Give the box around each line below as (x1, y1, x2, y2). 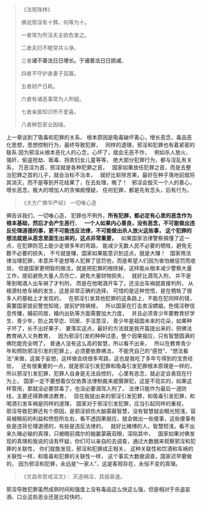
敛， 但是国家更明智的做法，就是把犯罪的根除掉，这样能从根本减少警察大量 (6, 265, 192, 271)
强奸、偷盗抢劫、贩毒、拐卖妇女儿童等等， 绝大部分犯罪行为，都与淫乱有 (6, 156, 187, 163)
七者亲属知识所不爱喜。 (20, 108, 79, 115)
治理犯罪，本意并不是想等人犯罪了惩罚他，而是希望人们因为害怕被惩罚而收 (11, 257, 196, 264)
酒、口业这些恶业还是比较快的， (6, 493, 85, 500)
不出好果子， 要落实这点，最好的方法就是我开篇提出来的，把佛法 (32, 325, 192, 332)
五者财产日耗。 (20, 82, 58, 90)
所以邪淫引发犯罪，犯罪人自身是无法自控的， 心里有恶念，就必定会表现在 (6, 370, 187, 377)
